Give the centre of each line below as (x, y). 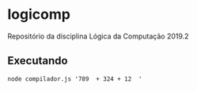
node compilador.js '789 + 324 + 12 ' (75, 79)
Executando (38, 61)
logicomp (39, 15)
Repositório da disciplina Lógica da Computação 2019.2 (98, 36)
